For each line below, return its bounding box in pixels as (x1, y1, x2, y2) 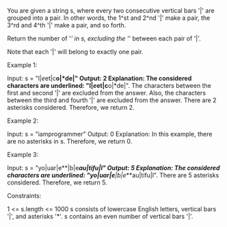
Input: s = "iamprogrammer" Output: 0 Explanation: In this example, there (7, 130, 213, 138)
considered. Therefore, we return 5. (7, 178, 107, 187)
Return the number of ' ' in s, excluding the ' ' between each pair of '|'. (7, 34, 202, 43)
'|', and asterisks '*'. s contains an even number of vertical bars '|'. (7, 213, 193, 220)
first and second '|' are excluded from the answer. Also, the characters (7, 89, 206, 97)
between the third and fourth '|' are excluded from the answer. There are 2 (7, 96, 217, 104)
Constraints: (7, 192, 42, 200)
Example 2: (7, 117, 39, 125)
